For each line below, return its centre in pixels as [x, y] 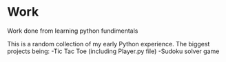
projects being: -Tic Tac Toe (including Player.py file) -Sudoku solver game [113, 51]
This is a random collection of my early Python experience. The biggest [109, 44]
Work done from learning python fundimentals [73, 31]
